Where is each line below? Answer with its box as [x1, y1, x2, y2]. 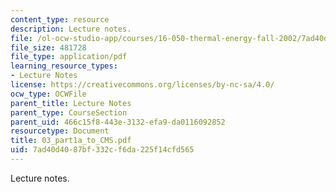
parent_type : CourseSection [10, 107, 128, 118]
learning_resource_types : [10, 61, 118, 71]
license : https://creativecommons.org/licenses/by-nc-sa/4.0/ [10, 80, 275, 90]
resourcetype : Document [10, 126, 110, 136]
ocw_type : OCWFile [10, 89, 87, 99]
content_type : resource [10, 14, 110, 25]
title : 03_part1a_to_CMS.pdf [10, 136, 132, 146]
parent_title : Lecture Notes [10, 98, 132, 108]
